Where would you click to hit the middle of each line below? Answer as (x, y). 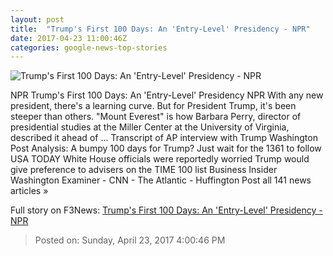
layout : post (37, 19)
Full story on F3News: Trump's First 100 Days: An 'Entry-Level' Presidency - (166, 210)
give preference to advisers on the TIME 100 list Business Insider (144, 170)
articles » (29, 191)
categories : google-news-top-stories (89, 47)
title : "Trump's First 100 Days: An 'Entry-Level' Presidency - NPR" (160, 29)
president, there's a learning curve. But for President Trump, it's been (153, 106)
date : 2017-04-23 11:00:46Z (69, 38)
